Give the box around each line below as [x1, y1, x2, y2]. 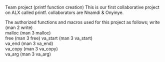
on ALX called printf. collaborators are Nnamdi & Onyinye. [5, 9, 124, 15]
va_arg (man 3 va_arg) [5, 51, 51, 57]
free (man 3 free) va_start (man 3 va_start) [5, 35, 93, 41]
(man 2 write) [5, 24, 33, 30]
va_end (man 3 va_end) [5, 40, 53, 46]
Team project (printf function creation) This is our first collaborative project [5, 4, 159, 10]
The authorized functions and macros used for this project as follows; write [5, 19, 160, 25]
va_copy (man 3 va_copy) [5, 46, 58, 51]
